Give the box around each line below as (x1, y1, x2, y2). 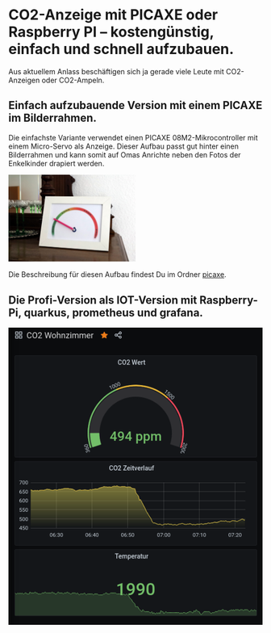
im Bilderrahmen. (8, 111, 97, 125)
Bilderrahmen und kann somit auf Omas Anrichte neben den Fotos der (8, 149, 241, 159)
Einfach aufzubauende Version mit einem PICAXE (8, 99, 263, 112)
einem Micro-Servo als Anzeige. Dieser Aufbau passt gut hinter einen (8, 141, 240, 151)
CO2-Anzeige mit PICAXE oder (8, 6, 219, 24)
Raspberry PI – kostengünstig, (8, 23, 215, 41)
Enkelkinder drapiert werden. (8, 158, 105, 168)
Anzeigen (8, 75, 40, 85)
